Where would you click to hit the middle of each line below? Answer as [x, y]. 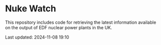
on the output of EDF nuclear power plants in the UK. [59, 27]
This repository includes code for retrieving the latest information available [81, 22]
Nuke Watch [31, 9]
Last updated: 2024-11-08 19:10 [37, 37]
